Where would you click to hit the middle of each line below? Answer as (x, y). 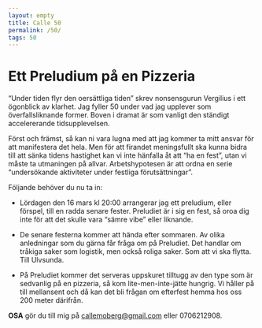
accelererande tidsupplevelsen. (59, 124)
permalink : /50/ (35, 30)
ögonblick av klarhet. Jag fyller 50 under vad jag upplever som (110, 106)
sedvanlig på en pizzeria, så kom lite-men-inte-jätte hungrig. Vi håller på (137, 284)
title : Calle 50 (35, 23)
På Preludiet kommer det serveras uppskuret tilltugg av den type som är (136, 275)
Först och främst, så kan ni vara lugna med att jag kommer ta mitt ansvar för (131, 139)
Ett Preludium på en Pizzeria (102, 76)
